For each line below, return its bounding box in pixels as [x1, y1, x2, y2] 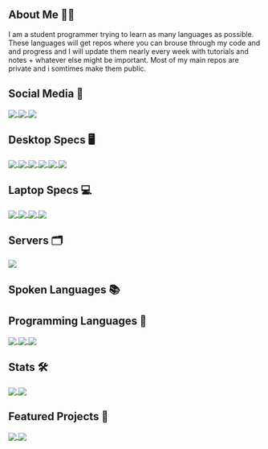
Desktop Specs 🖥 [8, 134, 95, 147]
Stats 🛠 [8, 360, 48, 374]
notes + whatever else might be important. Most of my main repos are [8, 55, 239, 64]
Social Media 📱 [8, 87, 84, 101]
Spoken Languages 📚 [8, 282, 120, 296]
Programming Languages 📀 [8, 315, 147, 328]
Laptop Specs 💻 [8, 183, 92, 197]
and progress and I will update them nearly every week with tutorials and [8, 46, 249, 56]
